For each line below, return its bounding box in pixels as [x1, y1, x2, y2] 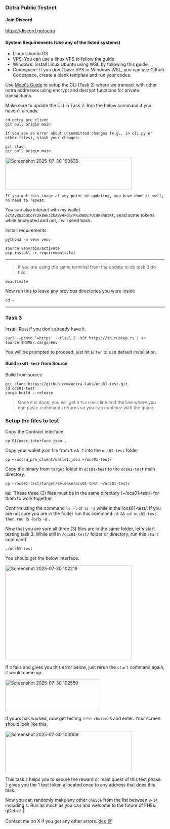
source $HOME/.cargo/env [5, 340, 58, 345]
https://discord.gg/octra [5, 28, 56, 34]
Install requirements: [5, 227, 48, 234]
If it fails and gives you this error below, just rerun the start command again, [5, 664, 164, 670]
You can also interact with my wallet [5, 207, 80, 213]
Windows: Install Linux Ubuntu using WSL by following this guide [12, 61, 148, 67]
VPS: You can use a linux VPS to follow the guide [12, 56, 115, 62]
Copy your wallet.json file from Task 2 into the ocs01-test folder [5, 447, 138, 454]
